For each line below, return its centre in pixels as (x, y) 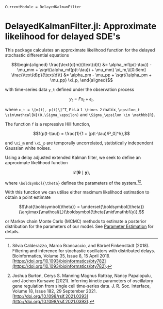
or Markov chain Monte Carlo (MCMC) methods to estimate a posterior (76, 222)
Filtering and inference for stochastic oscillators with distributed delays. (83, 251)
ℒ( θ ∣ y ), (81, 172)
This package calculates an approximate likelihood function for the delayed (80, 50)
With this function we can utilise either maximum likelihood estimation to (77, 192)
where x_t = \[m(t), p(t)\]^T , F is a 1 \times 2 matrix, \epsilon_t (73, 109)
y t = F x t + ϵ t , (81, 99)
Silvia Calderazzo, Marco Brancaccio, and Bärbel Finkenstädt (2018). (81, 246)
